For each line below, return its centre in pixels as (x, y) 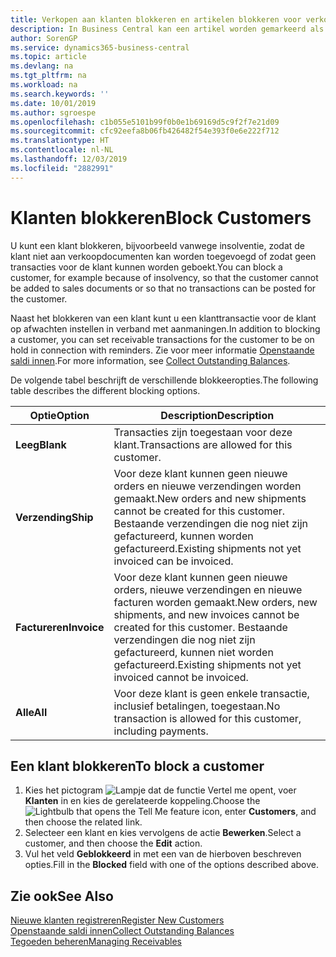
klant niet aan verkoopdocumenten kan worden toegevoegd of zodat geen (163, 256)
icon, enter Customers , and (259, 812)
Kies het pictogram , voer (160, 790)
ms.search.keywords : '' (60, 94)
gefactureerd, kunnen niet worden (193, 652)
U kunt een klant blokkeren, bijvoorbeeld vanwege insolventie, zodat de (158, 245)
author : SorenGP (44, 38)
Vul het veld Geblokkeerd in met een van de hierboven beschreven (163, 854)
